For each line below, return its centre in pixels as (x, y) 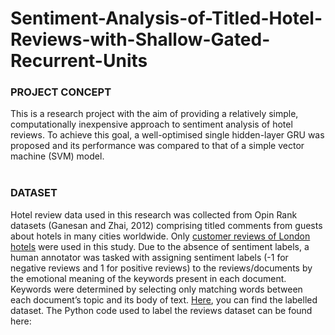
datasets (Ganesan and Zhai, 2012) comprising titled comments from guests (166, 225)
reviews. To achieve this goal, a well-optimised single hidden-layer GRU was (167, 135)
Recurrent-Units (79, 61)
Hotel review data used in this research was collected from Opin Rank (154, 214)
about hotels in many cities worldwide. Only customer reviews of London (160, 236)
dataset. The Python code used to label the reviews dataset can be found (161, 310)
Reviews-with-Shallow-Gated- (140, 39)
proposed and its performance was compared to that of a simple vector (157, 146)
